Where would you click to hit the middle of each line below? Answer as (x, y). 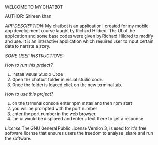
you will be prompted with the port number (55, 109)
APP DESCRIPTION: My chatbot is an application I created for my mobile (77, 26)
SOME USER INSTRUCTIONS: (35, 56)
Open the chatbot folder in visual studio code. (57, 80)
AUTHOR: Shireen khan (28, 16)
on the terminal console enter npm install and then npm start (72, 103)
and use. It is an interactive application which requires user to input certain (79, 41)
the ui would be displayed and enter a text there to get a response (78, 119)
